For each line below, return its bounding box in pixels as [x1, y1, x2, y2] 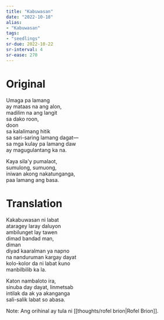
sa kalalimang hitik [6, 128, 51, 135]
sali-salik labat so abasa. [6, 296, 65, 303]
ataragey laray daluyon [6, 222, 61, 229]
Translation [6, 197, 62, 210]
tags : [6, 30, 19, 36]
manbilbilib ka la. [6, 266, 47, 273]
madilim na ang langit [6, 109, 57, 116]
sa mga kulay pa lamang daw [6, 140, 76, 147]
